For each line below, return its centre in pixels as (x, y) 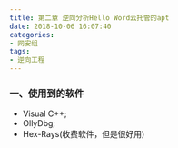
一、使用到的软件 (47, 94)
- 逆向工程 (27, 60)
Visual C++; (44, 113)
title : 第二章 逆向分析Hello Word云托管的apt (89, 18)
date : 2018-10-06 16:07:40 (60, 26)
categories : (32, 35)
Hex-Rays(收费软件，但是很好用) (84, 134)
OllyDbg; (39, 123)
